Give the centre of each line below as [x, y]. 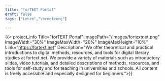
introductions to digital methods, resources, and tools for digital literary [77, 53]
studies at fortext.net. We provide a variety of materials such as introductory [82, 58]
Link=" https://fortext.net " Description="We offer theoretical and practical [79, 48]
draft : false [18, 14]
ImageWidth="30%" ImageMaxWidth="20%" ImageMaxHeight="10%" [77, 42]
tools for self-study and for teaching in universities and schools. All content [81, 68]
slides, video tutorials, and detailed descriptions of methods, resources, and [82, 63]
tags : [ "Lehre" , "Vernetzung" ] [36, 19]
